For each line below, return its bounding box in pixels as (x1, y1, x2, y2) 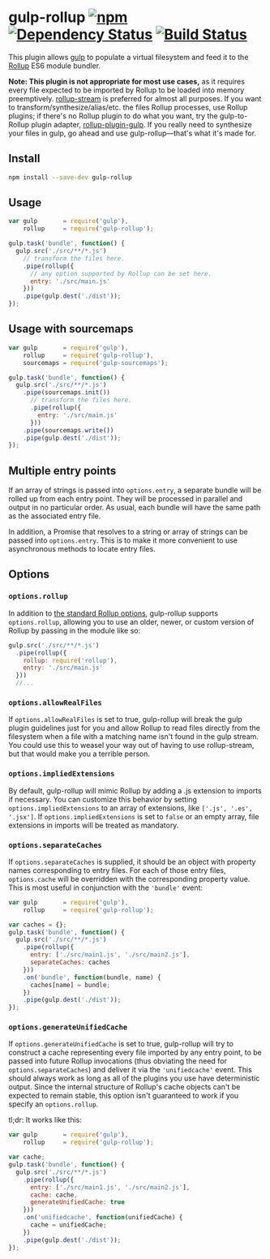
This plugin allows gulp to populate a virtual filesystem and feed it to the (8, 52, 249, 62)
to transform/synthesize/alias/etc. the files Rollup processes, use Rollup (8, 102, 248, 112)
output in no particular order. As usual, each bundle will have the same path (8, 503, 261, 513)
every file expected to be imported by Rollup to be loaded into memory (8, 85, 245, 95)
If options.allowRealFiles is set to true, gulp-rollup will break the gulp (8, 715, 243, 724)
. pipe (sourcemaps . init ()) (23, 389, 111, 397)
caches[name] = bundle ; (29, 981, 111, 989)
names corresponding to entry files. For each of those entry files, (8, 865, 226, 875)
